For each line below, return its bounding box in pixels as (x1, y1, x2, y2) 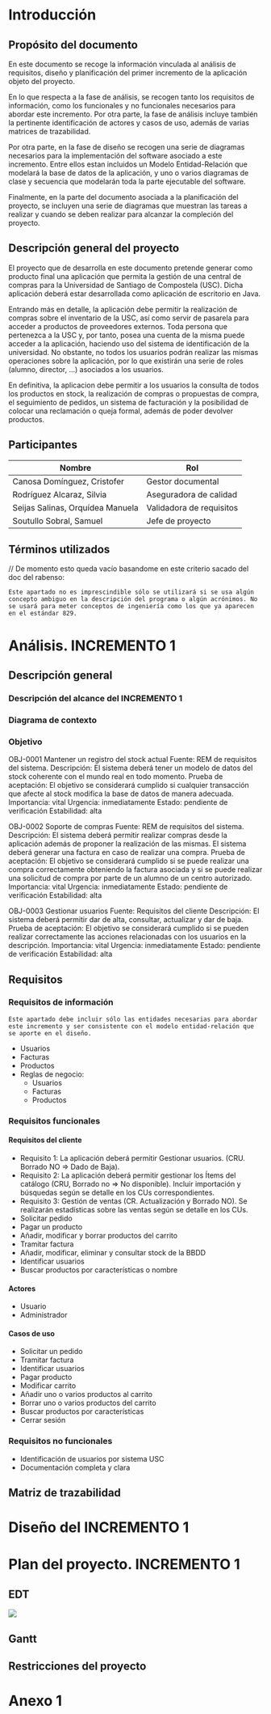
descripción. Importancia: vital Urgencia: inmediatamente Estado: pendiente (8, 941, 261, 950)
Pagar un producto (19, 1221, 83, 1231)
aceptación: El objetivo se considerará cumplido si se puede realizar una (8, 856, 250, 866)
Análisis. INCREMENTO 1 (8, 637, 176, 654)
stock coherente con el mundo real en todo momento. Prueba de (8, 772, 223, 781)
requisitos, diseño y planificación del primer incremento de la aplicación (8, 68, 248, 78)
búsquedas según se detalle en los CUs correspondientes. (19, 1187, 215, 1197)
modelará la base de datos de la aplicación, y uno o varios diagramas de (8, 168, 249, 177)
